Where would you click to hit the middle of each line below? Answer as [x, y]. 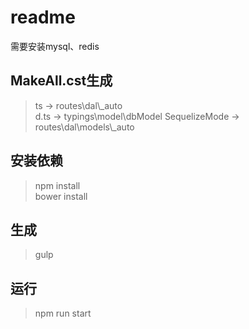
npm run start [63, 313]
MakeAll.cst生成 [61, 81]
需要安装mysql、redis [55, 46]
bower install [61, 196]
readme [43, 17]
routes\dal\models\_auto [84, 127]
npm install [57, 185]
